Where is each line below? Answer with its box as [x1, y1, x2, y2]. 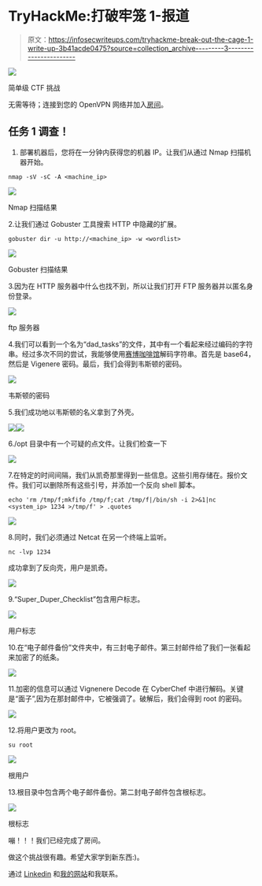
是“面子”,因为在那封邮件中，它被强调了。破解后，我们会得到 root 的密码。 [8, 694, 246, 703]
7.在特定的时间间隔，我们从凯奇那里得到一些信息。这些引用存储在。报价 [8, 470, 242, 480]
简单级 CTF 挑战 [8, 83, 61, 92]
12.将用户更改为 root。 [8, 725, 81, 735]
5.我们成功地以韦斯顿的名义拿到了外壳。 [8, 407, 138, 417]
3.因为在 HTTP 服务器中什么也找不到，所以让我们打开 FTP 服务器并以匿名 [8, 281, 246, 291]
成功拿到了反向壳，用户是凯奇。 [8, 562, 112, 572]
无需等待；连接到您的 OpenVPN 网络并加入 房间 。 [8, 99, 168, 109]
